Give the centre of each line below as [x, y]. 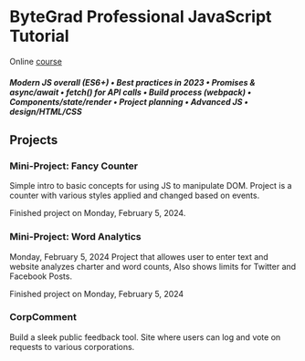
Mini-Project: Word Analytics [75, 237]
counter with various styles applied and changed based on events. [135, 196]
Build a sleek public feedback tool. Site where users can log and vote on [145, 337]
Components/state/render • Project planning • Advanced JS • [129, 101]
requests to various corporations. [72, 346]
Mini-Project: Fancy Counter [74, 166]
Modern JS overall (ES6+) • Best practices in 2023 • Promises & [132, 82]
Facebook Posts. [41, 276]
